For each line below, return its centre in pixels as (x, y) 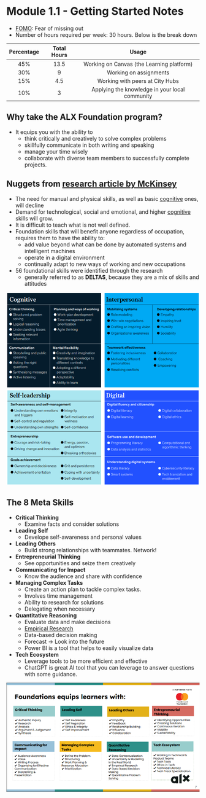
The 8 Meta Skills (40, 503)
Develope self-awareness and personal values (83, 537)
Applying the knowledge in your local (138, 90)
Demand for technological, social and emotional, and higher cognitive (103, 212)
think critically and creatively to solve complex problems (95, 138)
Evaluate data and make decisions (67, 622)
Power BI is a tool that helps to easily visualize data (89, 648)
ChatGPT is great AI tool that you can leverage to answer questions (109, 667)
